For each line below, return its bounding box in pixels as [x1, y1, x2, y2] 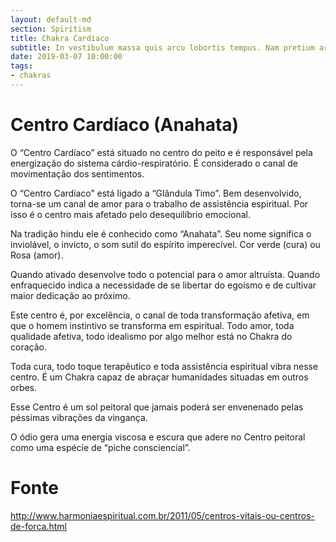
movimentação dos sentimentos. [10, 167, 145, 180]
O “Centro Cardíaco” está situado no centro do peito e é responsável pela [10, 146, 313, 158]
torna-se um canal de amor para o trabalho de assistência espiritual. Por [10, 197, 309, 210]
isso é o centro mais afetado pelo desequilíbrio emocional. [10, 208, 251, 220]
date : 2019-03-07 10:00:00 [10, 52, 123, 62]
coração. [10, 341, 47, 353]
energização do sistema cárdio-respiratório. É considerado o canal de [10, 157, 298, 169]
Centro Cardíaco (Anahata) [10, 114, 240, 136]
